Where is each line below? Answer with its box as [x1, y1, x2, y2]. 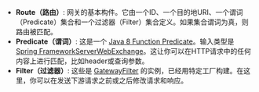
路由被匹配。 [15, 27, 57, 36]
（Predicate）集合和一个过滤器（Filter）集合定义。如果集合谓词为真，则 [15, 17, 249, 27]
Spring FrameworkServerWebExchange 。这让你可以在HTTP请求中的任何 [15, 47, 251, 55]
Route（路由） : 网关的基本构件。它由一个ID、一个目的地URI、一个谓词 [15, 8, 243, 16]
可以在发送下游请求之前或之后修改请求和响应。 [36, 76, 188, 85]
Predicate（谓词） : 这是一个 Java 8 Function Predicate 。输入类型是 [15, 37, 235, 46]
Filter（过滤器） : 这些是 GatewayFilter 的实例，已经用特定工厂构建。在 [15, 66, 244, 75]
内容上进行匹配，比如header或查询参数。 [15, 56, 149, 65]
